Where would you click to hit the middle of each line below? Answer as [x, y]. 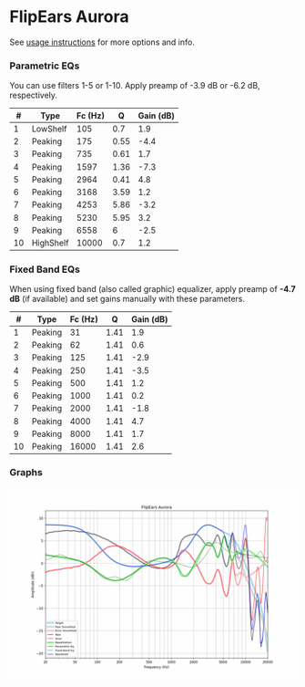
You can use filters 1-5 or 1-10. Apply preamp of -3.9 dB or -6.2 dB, [135, 86]
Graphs [26, 473]
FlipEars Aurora [69, 17]
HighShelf [50, 243]
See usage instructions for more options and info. [102, 42]
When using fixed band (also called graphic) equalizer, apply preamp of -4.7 [152, 289]
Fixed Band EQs [45, 269]
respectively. [33, 95]
